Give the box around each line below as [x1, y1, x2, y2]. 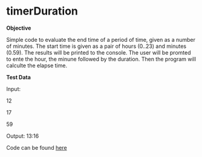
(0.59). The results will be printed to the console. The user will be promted [6, 48, 191, 56]
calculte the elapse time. [6, 62, 68, 69]
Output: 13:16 [6, 132, 39, 139]
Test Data [6, 73, 31, 81]
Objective [6, 24, 31, 32]
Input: [6, 85, 21, 92]
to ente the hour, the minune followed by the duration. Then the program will [6, 55, 197, 62]
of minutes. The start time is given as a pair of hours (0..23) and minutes [6, 42, 186, 50]
